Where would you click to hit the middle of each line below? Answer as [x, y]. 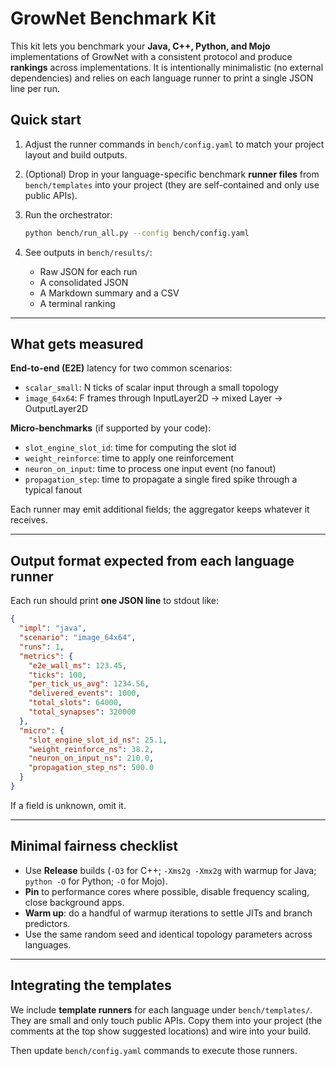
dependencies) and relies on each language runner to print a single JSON [162, 78]
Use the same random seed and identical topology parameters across [168, 934]
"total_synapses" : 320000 [82, 712]
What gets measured [77, 344]
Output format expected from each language [152, 560]
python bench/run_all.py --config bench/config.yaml [137, 233]
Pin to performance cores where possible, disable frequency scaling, [167, 891]
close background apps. [74, 902]
